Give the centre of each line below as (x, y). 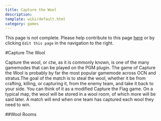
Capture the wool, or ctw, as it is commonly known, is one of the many (77, 62)
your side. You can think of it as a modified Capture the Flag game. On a (79, 89)
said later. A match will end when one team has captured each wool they (80, 100)
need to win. (18, 105)
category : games (22, 24)
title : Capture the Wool (31, 10)
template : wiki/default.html (35, 19)
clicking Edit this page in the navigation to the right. (59, 43)
